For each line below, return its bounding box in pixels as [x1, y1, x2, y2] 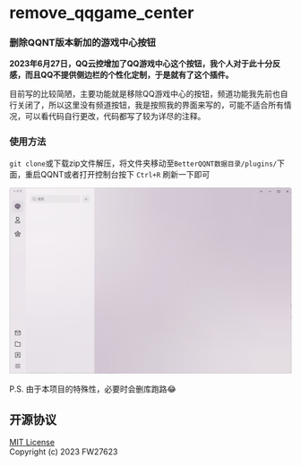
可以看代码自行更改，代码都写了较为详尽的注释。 [24, 111, 206, 122]
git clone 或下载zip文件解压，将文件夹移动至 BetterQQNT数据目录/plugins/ [9, 158, 278, 168]
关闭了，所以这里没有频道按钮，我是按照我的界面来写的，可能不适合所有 [16, 99, 284, 110]
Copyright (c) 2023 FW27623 [9, 446, 118, 457]
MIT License [9, 436, 56, 447]
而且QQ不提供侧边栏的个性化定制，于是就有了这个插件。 [24, 70, 234, 81]
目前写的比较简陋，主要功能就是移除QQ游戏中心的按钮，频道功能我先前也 [9, 89, 280, 99]
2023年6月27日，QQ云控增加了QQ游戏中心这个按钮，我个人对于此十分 [9, 58, 273, 69]
